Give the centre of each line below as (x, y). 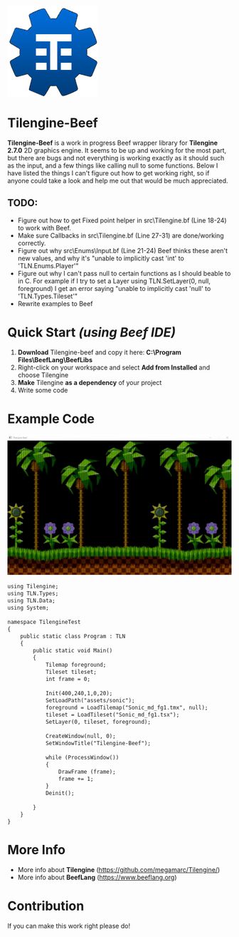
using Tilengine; (33, 587)
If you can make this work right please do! (69, 926)
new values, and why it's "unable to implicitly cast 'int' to (101, 258)
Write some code (43, 390)
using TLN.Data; (31, 601)
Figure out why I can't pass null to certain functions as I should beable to (124, 273)
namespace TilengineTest (44, 623)
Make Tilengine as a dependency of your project (90, 382)
